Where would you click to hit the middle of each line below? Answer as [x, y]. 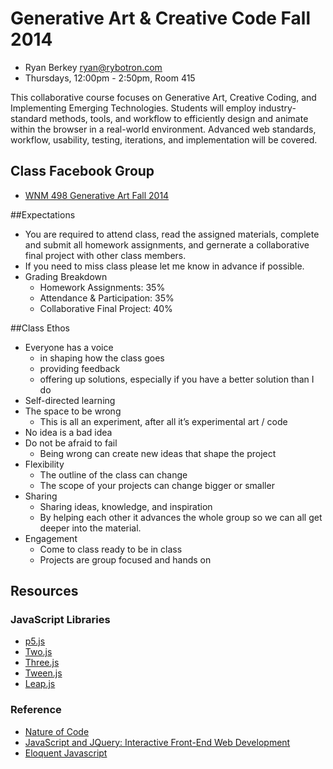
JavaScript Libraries [60, 620]
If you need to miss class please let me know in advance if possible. [164, 266]
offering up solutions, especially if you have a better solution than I [177, 379]
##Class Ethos [40, 328]
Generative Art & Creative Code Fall [161, 18]
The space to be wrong [73, 411]
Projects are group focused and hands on [125, 559]
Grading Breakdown [66, 276]
